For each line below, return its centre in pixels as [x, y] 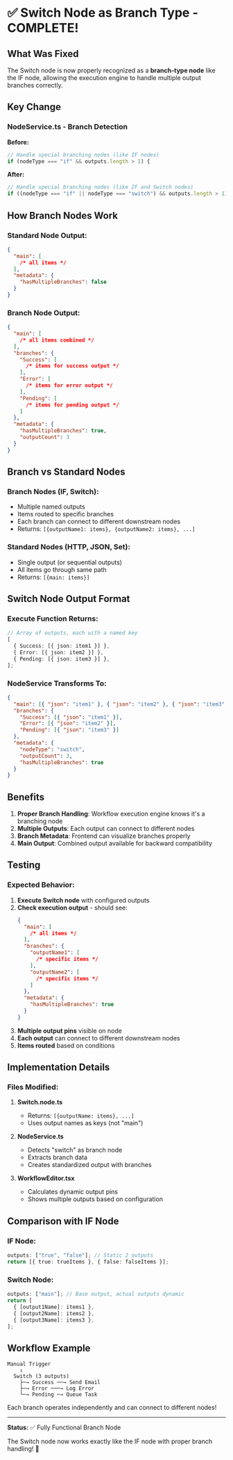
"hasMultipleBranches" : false [63, 282]
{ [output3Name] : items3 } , [54, 1320]
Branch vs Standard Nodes [67, 472]
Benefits [26, 797]
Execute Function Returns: [53, 619]
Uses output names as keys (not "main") [85, 1123]
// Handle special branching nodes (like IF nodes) [83, 154]
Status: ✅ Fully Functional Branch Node [64, 1427]
